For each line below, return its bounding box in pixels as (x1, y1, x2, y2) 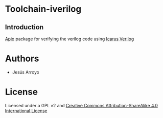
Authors (5, 53, 39, 64)
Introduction (5, 23, 44, 31)
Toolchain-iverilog (5, 3, 82, 15)
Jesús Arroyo (12, 69, 40, 75)
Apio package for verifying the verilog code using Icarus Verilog (5, 36, 134, 42)
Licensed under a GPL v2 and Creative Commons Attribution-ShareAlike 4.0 (5, 102, 158, 108)
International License (5, 108, 47, 114)
